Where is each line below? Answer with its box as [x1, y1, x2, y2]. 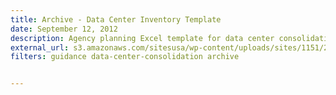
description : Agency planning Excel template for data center [10, 33, 275, 43]
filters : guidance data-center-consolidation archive [10, 52, 240, 62]
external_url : [10, 42, 70, 53]
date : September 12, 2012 [10, 24, 118, 34]
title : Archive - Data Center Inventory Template [10, 14, 222, 25]
